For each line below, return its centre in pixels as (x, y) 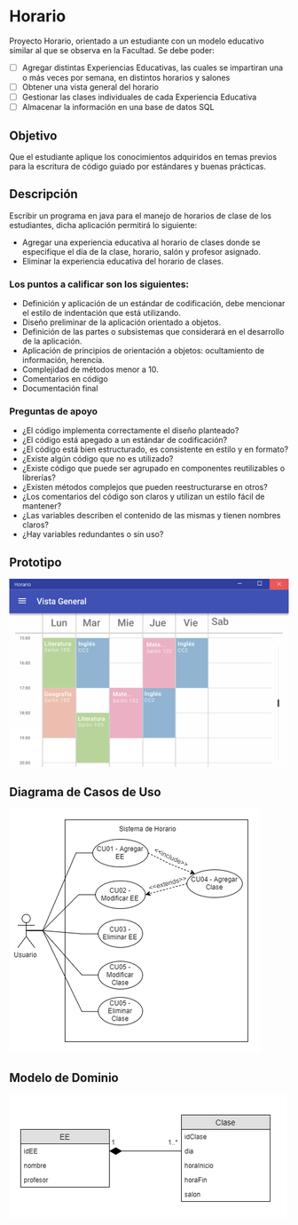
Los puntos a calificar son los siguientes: (99, 284)
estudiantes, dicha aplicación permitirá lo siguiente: (103, 225)
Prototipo (35, 562)
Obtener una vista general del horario (90, 87)
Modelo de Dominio (64, 1078)
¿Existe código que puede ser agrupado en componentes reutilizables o (153, 469)
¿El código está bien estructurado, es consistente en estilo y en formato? (155, 449)
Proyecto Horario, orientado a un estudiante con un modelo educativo (137, 41)
